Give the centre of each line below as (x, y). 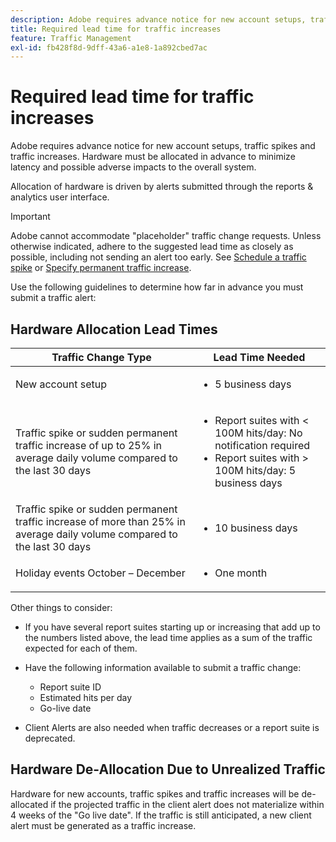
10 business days (256, 528)
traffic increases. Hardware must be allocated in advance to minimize (153, 157)
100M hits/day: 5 (255, 470)
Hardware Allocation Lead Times (114, 329)
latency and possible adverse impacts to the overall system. (133, 167)
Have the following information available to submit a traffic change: (163, 667)
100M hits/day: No (258, 433)
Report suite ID (70, 687)
